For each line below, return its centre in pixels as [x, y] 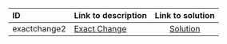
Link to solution [185, 15]
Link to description [111, 15]
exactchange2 [39, 29]
